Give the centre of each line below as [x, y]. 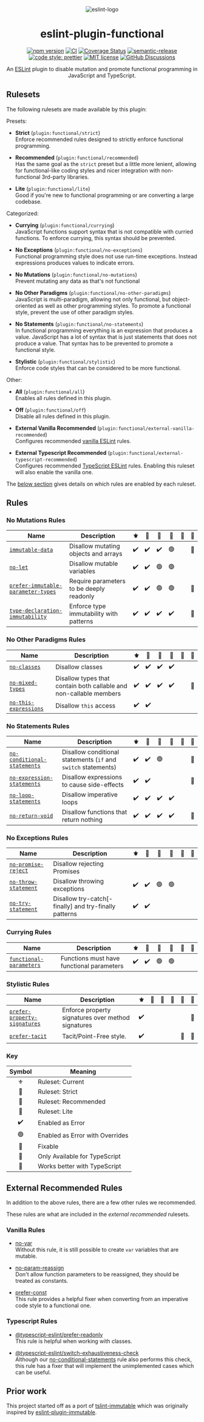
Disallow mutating [94, 546]
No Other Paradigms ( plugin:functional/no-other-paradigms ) [93, 292]
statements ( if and [89, 760]
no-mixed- [23, 683]
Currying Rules [29, 932]
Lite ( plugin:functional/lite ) [53, 188]
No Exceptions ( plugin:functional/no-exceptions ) [79, 250]
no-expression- [31, 778]
